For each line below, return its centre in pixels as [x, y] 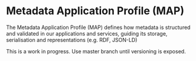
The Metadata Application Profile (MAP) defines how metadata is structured [98, 27]
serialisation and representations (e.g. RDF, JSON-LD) [72, 40]
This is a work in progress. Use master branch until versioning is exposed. [96, 51]
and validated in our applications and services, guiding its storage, [87, 33]
